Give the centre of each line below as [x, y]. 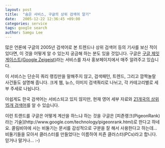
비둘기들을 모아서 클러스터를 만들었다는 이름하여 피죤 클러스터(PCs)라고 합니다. [81, 134]
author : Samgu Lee [24, 33]
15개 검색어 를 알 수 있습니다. [32, 105]
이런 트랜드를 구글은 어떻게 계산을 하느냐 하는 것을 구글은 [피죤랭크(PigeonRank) [82, 116]
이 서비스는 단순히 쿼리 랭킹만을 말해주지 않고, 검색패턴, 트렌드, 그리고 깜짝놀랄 [81, 76]
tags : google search [26, 28]
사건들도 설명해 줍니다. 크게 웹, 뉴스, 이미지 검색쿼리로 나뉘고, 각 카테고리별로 [79, 82]
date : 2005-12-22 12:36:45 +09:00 [43, 19]
